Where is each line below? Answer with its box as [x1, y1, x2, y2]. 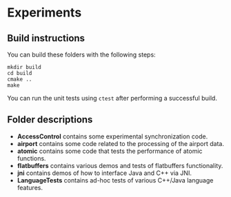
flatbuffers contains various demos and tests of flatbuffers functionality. [17, 161, 223, 169]
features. [17, 183, 43, 191]
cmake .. [7, 76, 32, 83]
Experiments [7, 5, 82, 21]
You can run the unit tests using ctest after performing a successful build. [7, 94, 217, 102]
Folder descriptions [7, 114, 93, 125]
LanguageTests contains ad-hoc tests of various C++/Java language [17, 176, 214, 184]
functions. [17, 154, 46, 163]
